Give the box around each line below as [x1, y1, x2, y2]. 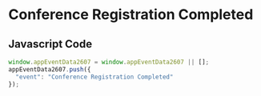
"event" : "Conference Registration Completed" [15, 73, 174, 81]
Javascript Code [8, 37, 93, 51]
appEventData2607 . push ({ [8, 65, 91, 73]
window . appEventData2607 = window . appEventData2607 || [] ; [8, 58, 210, 66]
